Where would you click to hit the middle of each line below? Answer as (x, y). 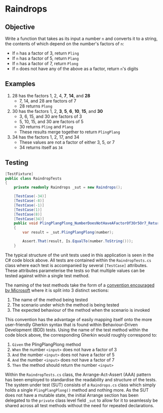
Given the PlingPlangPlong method (46, 344)
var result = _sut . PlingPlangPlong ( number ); (68, 233)
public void (26, 223)
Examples (20, 84)
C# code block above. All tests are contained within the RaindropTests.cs (78, 260)
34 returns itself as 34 (41, 147)
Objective (20, 27)
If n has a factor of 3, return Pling (45, 53)
